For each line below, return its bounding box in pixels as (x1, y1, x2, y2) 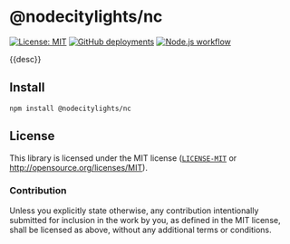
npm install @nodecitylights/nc (9, 104, 131, 113)
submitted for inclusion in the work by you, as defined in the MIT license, (9, 214, 281, 225)
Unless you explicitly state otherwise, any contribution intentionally (9, 205, 259, 216)
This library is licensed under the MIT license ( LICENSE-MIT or (9, 152, 237, 164)
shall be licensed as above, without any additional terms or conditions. (9, 224, 272, 235)
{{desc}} (9, 53, 42, 64)
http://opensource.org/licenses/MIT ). (9, 162, 148, 173)
